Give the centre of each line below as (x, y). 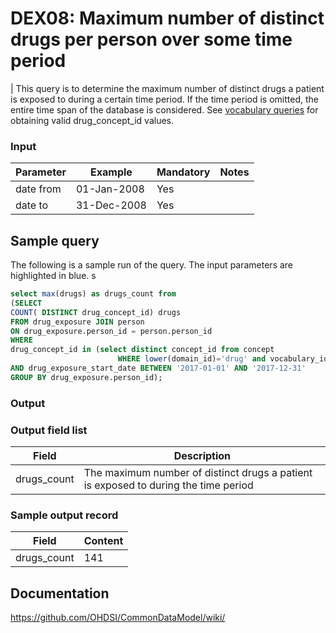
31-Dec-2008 (111, 205)
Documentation (60, 593)
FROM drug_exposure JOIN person (77, 322)
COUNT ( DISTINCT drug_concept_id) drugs (96, 312)
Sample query (55, 240)
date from (38, 189)
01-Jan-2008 (110, 189)
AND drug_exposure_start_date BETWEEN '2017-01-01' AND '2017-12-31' (158, 368)
